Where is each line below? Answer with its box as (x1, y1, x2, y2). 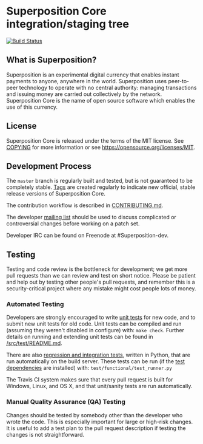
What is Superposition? (6, 55, 97, 65)
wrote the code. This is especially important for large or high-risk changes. (6, 418, 193, 425)
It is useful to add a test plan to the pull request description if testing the (6, 424, 186, 432)
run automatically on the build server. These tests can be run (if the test (6, 358, 185, 365)
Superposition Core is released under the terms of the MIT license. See (6, 137, 184, 144)
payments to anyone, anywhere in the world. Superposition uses (6, 77, 167, 84)
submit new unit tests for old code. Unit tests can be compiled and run (6, 320, 182, 327)
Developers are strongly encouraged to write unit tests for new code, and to (6, 314, 196, 321)
